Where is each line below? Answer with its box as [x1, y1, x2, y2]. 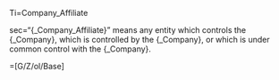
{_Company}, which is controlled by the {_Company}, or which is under [9, 35, 270, 44]
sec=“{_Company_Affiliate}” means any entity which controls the [9, 25, 247, 35]
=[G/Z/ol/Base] [9, 61, 65, 71]
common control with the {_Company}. [9, 44, 152, 54]
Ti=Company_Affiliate [9, 8, 89, 18]
